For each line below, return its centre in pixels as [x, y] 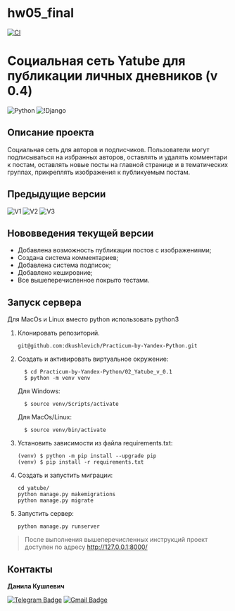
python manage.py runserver [58, 526]
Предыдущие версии [57, 194]
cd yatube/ [33, 488]
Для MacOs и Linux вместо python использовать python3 [93, 319]
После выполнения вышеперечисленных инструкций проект [116, 540]
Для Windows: [39, 391]
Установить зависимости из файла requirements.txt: [95, 443]
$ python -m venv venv [57, 378]
